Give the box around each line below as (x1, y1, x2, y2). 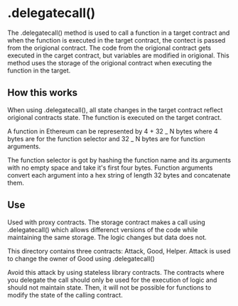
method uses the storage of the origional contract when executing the (7, 58, 212, 67)
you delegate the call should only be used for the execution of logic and (7, 275, 217, 284)
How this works (7, 87, 78, 99)
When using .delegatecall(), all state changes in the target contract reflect (7, 105, 223, 114)
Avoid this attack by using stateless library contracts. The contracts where (7, 268, 225, 276)
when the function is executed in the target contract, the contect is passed (7, 35, 226, 44)
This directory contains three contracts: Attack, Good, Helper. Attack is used (7, 246, 231, 255)
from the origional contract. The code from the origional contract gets (7, 43, 212, 52)
